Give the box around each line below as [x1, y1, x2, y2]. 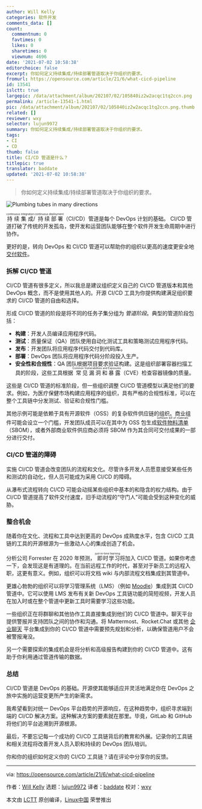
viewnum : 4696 [11, 54, 47, 60]
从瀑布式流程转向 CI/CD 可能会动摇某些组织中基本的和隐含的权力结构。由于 [6, 486, 193, 493]
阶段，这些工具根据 [25, 369, 73, 377]
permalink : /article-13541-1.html [6, 98, 93, 104]
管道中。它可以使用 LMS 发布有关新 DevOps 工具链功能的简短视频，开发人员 [6, 590, 196, 597]
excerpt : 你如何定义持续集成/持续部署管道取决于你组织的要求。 [6, 71, 145, 77]
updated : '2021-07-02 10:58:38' [6, 171, 87, 178]
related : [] [6, 110, 36, 116]
